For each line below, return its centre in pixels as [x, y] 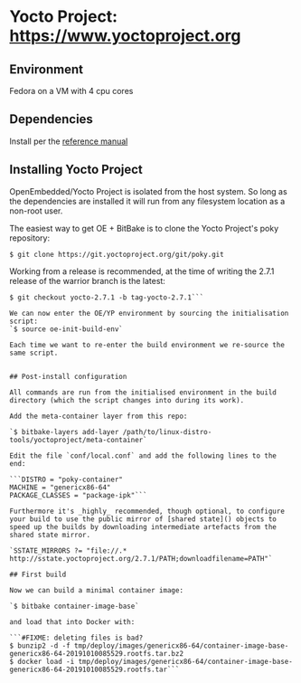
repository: [30, 238]
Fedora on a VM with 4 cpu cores [71, 91]
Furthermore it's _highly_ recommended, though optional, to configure [147, 511]
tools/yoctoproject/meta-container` [78, 440]
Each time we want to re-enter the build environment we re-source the [147, 345]
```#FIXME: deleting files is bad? [76, 638]
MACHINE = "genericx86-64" [60, 487]
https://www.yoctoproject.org [125, 36]
